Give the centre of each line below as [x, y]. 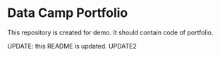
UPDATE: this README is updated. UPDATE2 [72, 46]
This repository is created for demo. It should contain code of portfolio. [110, 32]
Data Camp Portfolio [68, 13]
